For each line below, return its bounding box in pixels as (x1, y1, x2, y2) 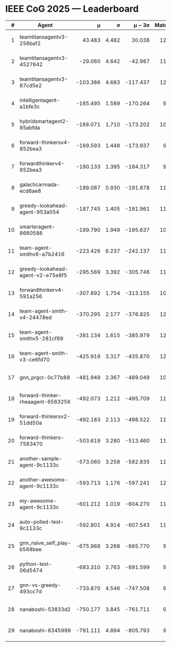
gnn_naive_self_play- (19, 539, 71, 546)
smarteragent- (19, 223, 55, 230)
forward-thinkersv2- (19, 412, 70, 420)
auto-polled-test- (19, 518, 64, 525)
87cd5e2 (19, 82, 42, 89)
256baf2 (19, 39, 41, 47)
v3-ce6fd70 (19, 356, 50, 363)
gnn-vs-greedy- (19, 581, 62, 588)
